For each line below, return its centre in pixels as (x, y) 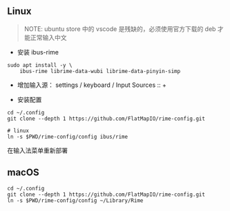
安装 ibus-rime (38, 52)
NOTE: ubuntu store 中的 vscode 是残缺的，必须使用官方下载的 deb (120, 29)
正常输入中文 (48, 37)
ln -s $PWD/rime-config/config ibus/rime (68, 137)
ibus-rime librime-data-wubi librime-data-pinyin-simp (100, 71)
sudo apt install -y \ (40, 65)
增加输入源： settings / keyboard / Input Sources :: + (92, 85)
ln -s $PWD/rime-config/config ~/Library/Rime (75, 200)
